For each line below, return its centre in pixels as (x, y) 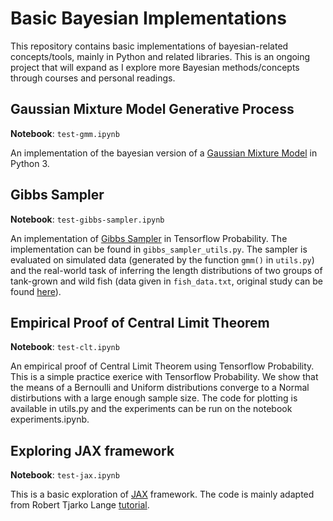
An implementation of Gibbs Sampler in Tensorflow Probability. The (149, 238)
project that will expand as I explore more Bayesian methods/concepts (155, 67)
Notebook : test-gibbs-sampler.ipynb (87, 219)
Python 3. (30, 163)
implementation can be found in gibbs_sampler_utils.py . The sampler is (159, 249)
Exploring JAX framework (92, 450)
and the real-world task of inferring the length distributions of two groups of (166, 270)
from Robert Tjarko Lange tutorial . (80, 505)
